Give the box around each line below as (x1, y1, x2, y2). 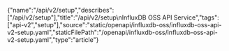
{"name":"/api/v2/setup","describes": (7, 6, 114, 14)
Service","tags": (173, 13, 220, 22)
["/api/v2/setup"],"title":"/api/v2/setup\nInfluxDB (7, 13, 147, 22)
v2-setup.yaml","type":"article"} (7, 36, 99, 44)
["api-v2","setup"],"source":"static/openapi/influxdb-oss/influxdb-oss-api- (7, 21, 222, 29)
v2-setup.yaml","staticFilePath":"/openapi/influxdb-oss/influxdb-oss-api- (7, 28, 219, 36)
